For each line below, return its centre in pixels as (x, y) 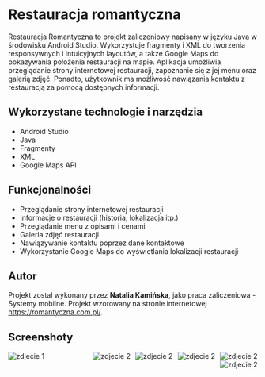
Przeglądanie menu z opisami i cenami (82, 226)
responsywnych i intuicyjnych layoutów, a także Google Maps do (114, 53)
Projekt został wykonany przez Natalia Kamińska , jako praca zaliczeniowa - (132, 295)
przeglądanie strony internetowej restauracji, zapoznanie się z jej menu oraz (132, 70)
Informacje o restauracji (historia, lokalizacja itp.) (99, 217)
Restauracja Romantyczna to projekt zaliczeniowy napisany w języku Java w (132, 37)
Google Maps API (48, 165)
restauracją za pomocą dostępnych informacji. (84, 87)
